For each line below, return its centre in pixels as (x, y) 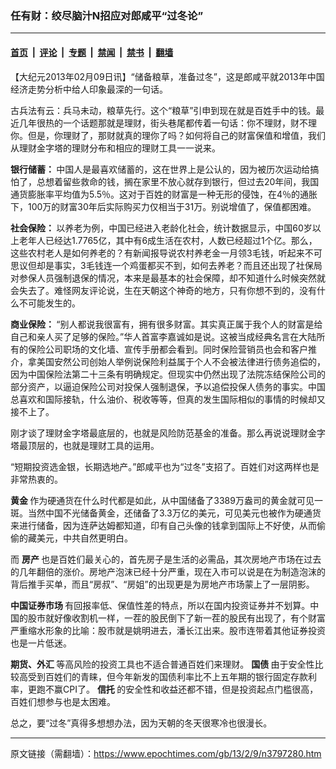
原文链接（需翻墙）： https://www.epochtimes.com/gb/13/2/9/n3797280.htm (166, 753)
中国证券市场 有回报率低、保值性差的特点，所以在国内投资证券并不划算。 (160, 605)
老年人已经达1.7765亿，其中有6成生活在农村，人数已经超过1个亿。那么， (168, 240)
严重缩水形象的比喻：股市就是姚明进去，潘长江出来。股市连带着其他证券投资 (168, 630)
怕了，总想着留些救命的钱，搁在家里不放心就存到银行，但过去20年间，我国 (165, 181)
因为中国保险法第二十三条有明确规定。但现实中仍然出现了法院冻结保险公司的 (168, 374)
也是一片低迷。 (41, 643)
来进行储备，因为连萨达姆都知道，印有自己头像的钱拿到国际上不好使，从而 (163, 525)
